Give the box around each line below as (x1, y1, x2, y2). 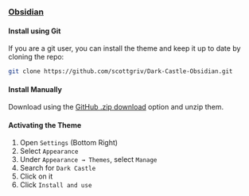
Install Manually (8, 84, 62, 94)
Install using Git (8, 26, 61, 36)
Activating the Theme (8, 120, 82, 129)
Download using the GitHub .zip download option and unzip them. (8, 102, 224, 112)
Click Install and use (19, 180, 92, 190)
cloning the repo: (8, 52, 64, 62)
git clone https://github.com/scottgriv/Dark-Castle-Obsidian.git (8, 67, 233, 75)
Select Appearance (19, 146, 79, 156)
